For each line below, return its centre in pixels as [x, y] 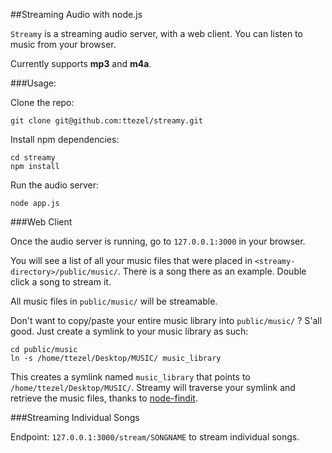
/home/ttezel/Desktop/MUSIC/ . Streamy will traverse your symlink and [153, 387]
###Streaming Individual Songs [75, 417]
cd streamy [33, 158]
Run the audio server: [54, 185]
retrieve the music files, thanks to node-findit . [104, 398]
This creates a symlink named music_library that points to [130, 377]
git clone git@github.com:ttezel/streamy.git [106, 121]
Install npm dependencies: [65, 139]
